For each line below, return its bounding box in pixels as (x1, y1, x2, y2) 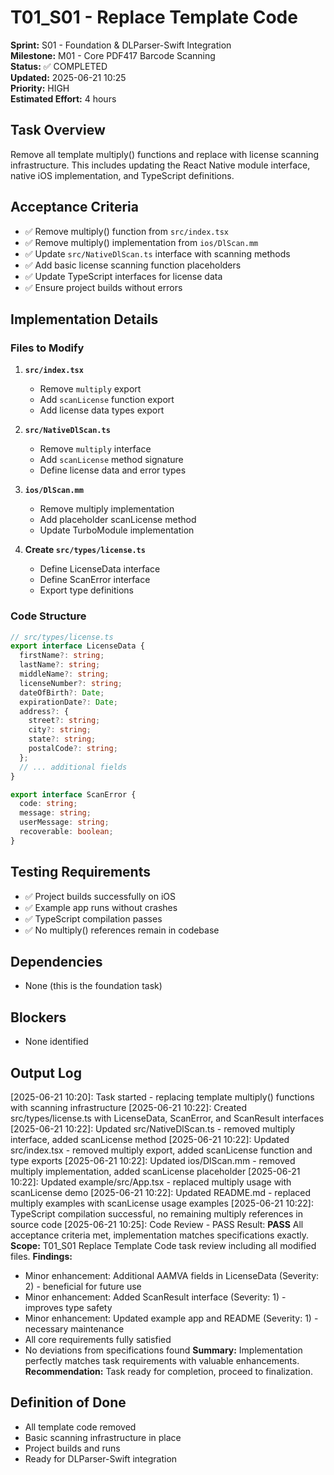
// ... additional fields (19, 762, 128, 772)
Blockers (10, 1009, 67, 1026)
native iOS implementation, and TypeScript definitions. (10, 169, 235, 181)
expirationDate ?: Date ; (19, 697, 118, 707)
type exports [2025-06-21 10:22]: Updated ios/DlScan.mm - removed (10, 1155, 296, 1167)
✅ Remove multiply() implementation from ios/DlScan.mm (24, 236, 259, 248)
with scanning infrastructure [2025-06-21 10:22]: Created (10, 1102, 247, 1114)
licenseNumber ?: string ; (19, 678, 123, 688)
